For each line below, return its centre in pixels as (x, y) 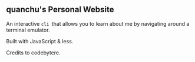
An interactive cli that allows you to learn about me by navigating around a (98, 23)
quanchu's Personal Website (60, 10)
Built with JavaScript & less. (40, 41)
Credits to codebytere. (33, 53)
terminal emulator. (28, 30)
